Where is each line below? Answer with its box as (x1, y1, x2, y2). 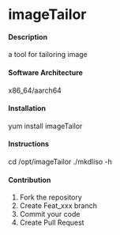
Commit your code (19, 210, 81, 219)
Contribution (8, 175, 51, 184)
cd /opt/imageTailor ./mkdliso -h (8, 157, 113, 166)
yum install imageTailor (8, 121, 83, 131)
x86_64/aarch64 (8, 85, 62, 95)
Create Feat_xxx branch (19, 201, 97, 210)
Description (8, 32, 48, 41)
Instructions (8, 139, 50, 149)
